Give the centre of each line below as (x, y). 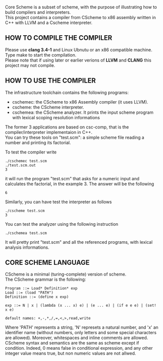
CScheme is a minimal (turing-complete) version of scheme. (66, 274)
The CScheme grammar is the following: (46, 279)
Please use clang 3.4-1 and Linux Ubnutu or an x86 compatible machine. (79, 50)
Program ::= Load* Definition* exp (41, 288)
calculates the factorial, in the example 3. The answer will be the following (80, 184)
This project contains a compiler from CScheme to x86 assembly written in (81, 17)
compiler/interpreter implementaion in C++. (49, 132)
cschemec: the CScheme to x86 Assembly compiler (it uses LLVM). (80, 102)
